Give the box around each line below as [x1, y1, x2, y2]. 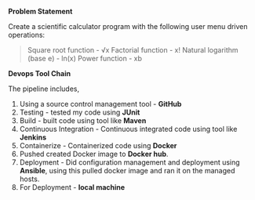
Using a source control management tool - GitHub [19, 100, 182, 108]
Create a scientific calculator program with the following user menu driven [8, 22, 249, 31]
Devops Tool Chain [8, 69, 71, 78]
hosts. [19, 174, 40, 184]
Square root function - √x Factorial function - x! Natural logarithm [27, 45, 239, 54]
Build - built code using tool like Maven [19, 116, 147, 125]
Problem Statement [8, 7, 73, 16]
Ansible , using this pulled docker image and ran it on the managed [19, 166, 235, 175]
